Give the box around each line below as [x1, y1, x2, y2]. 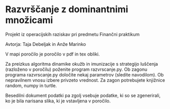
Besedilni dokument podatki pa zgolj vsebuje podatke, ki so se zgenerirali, [5, 92, 161, 98]
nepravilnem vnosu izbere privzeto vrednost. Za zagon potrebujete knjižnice [5, 77, 165, 83]
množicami [5, 14, 53, 26]
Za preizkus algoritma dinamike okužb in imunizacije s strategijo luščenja [5, 61, 158, 67]
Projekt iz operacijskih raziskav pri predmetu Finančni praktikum [5, 31, 140, 37]
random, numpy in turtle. [5, 83, 57, 89]
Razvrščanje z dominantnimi [5, 4, 128, 15]
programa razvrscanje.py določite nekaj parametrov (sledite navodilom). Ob [5, 71, 164, 77]
